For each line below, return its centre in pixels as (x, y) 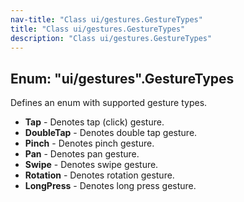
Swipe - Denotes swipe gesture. (91, 165)
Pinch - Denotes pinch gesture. (89, 143)
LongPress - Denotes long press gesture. (110, 186)
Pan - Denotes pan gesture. (82, 154)
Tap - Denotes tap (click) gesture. (94, 122)
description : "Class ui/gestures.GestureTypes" (111, 38)
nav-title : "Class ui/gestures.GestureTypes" (106, 19)
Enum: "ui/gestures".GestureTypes (122, 78)
